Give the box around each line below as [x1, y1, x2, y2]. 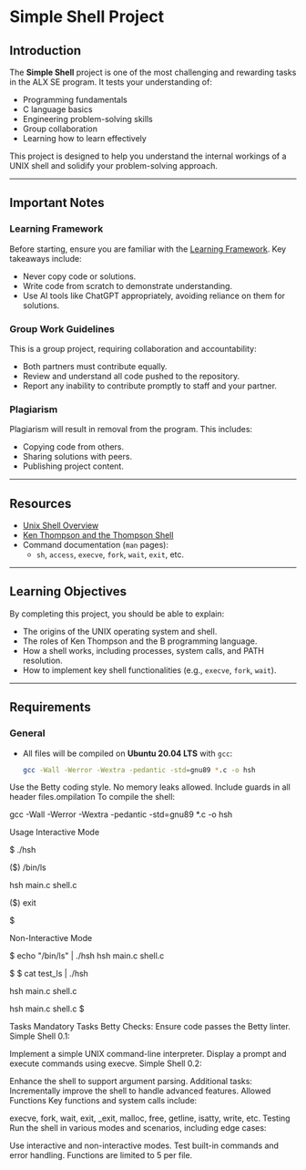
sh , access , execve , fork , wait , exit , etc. [36, 549, 185, 560]
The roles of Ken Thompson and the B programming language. [22, 636, 258, 647]
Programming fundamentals [22, 94, 127, 105]
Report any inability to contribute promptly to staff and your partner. [22, 380, 278, 391]
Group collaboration [22, 123, 98, 134]
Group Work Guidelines [9, 322, 116, 335]
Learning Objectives [9, 584, 127, 599]
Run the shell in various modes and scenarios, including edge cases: [9, 1123, 267, 1134]
